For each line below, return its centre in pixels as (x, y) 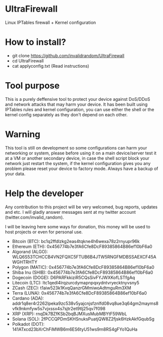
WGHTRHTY (25, 262)
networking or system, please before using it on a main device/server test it (81, 153)
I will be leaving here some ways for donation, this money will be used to (78, 226)
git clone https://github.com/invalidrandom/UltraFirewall (68, 56)
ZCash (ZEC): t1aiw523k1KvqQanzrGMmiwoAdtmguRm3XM (72, 288)
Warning (23, 134)
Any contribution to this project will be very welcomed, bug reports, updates (81, 207)
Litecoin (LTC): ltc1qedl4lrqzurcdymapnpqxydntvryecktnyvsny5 (76, 282)
